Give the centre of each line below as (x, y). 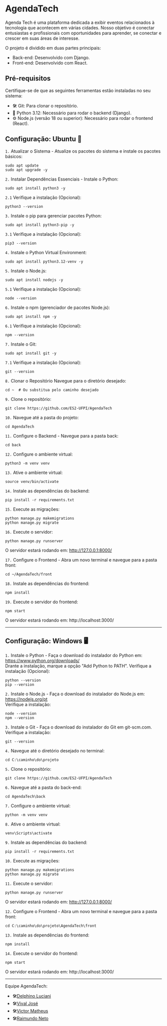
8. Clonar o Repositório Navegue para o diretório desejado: (66, 380)
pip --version (20, 685)
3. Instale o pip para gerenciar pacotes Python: (53, 216)
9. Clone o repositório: (28, 399)
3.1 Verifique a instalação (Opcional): (43, 234)
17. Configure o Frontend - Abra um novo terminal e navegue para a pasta (81, 560)
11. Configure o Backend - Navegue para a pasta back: (62, 436)
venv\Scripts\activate (29, 834)
